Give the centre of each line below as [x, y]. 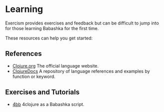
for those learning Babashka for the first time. [52, 28]
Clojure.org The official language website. [55, 65]
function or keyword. [34, 76]
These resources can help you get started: [49, 38]
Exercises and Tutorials [42, 92]
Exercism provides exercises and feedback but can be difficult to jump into [82, 23]
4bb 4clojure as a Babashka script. [48, 104]
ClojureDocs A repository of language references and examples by [81, 71]
